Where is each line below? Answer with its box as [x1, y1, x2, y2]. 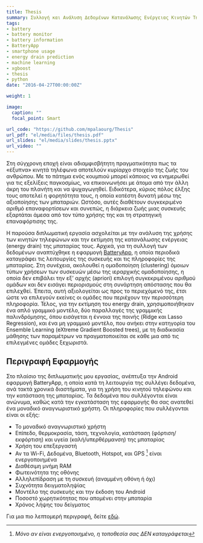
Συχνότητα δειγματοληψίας [14, 482, 86, 489]
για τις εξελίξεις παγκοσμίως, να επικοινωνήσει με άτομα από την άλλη [6, 179, 188, 186]
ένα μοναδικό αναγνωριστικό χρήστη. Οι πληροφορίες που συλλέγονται [6, 404, 189, 412]
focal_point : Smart [11, 115, 61, 121]
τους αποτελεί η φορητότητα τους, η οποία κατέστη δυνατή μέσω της [6, 192, 182, 199]
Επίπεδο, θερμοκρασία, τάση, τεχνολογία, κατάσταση [14, 429, 150, 436]
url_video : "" [6, 143, 42, 149]
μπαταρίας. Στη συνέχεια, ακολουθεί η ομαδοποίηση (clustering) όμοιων [6, 262, 189, 268]
